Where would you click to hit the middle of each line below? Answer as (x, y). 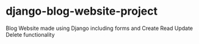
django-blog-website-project (82, 11)
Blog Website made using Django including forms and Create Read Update (99, 28)
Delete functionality (31, 34)
